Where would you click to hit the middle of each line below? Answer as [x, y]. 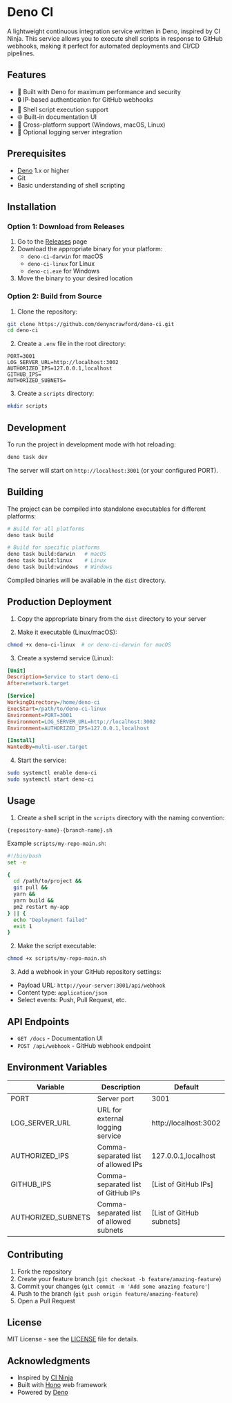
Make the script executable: [57, 946]
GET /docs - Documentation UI [60, 1038]
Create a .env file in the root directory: [71, 344]
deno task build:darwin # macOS [57, 554]
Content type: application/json [62, 993]
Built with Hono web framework [62, 1385]
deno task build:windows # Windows [60, 567]
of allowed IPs [120, 1164]
